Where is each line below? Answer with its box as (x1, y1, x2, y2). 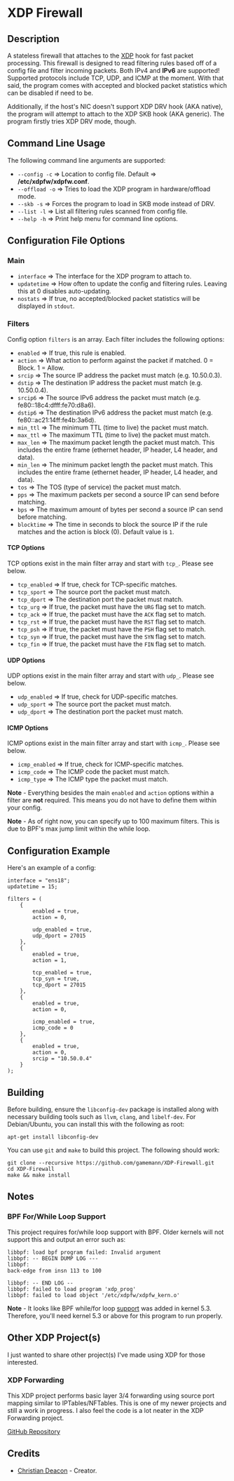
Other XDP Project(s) (7, 1332, 101, 1344)
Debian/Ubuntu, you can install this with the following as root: (7, 1120, 185, 1129)
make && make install (7, 1172, 71, 1179)
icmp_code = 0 (32, 1024, 74, 1032)
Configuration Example (7, 845, 111, 857)
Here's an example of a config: (7, 864, 97, 872)
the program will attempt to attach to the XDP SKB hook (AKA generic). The (7, 110, 225, 118)
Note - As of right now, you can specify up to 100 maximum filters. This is (7, 817, 220, 826)
